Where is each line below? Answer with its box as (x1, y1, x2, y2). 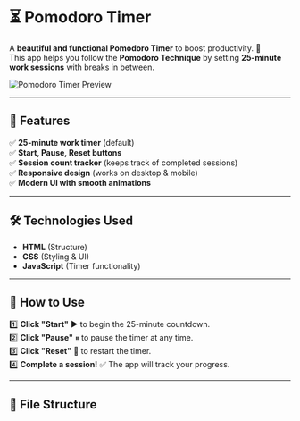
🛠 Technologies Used (9, 214, 134, 229)
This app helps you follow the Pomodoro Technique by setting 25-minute (9, 52, 282, 63)
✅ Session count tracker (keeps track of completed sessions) (9, 157, 238, 168)
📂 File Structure (9, 397, 97, 412)
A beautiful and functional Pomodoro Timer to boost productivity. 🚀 (9, 42, 262, 54)
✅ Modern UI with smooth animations (9, 177, 152, 188)
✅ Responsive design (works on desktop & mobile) (9, 167, 198, 178)
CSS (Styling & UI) (21, 251, 90, 262)
